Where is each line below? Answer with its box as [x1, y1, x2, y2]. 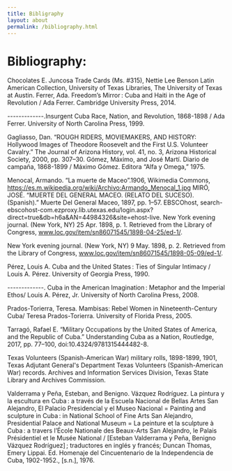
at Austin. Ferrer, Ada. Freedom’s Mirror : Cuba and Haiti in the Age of [7, 91, 206, 100]
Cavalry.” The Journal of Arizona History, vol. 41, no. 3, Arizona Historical [7, 148, 217, 156]
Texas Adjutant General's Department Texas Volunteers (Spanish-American [7, 361, 224, 370]
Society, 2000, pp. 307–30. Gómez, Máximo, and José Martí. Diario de [7, 155, 209, 164]
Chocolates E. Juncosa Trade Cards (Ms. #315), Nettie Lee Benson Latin [7, 76, 215, 84]
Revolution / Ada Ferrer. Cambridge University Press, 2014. [7, 98, 176, 107]
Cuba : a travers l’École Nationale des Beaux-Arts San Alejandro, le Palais [7, 426, 217, 435]
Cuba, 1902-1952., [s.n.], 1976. [7, 456, 95, 465]
